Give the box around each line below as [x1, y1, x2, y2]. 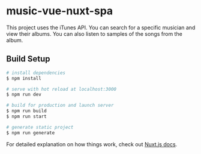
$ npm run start [6, 113, 47, 119]
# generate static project [6, 124, 74, 130]
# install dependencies [6, 70, 66, 76]
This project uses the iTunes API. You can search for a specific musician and [6, 24, 196, 31]
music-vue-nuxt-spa [6, 4, 113, 18]
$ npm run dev [6, 91, 42, 98]
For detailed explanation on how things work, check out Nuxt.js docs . [6, 140, 178, 147]
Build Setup [6, 54, 50, 64]
